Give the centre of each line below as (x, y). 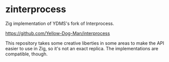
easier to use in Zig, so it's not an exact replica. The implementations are (82, 48)
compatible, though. (26, 54)
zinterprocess (36, 9)
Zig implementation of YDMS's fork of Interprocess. (60, 23)
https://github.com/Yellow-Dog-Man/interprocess (58, 33)
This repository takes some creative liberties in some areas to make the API (85, 43)
